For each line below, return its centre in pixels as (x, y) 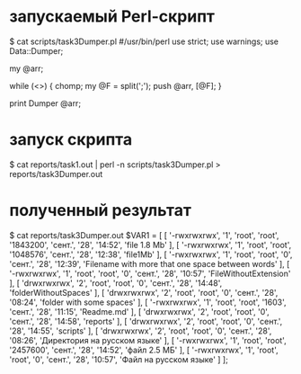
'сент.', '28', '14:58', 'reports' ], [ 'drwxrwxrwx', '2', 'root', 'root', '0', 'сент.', (146, 321)
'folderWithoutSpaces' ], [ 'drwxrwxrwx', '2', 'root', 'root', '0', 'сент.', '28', (144, 292)
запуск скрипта (71, 140)
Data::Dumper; (36, 50)
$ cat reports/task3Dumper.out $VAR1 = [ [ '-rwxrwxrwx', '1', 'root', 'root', (144, 235)
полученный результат (100, 211)
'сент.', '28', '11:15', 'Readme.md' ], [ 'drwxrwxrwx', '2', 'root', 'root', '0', (139, 311)
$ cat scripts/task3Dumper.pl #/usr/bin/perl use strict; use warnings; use (144, 41)
